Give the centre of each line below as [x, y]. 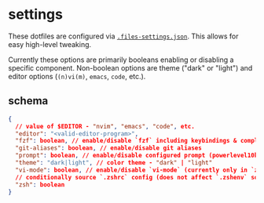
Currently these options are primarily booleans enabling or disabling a [121, 60]
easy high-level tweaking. [50, 44]
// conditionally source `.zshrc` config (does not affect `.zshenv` [131, 177]
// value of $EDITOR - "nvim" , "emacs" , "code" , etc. [105, 126]
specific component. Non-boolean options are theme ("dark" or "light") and [130, 67]
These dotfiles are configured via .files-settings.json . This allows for [123, 36]
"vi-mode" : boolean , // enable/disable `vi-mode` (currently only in [131, 170]
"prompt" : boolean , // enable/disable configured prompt [110, 156]
